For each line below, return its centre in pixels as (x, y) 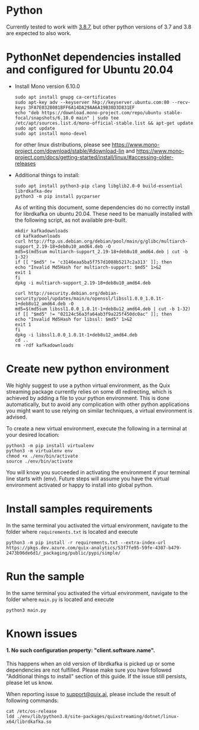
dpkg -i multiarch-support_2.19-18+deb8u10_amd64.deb (83, 283)
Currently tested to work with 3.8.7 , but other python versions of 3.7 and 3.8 (99, 27)
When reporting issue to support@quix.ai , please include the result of (91, 694)
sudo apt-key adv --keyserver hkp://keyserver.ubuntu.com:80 (92, 102)
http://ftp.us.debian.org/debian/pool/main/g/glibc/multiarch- (108, 241)
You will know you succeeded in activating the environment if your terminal (98, 472)
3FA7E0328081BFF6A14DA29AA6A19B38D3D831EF (81, 108)
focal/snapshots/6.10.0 (44, 118)
